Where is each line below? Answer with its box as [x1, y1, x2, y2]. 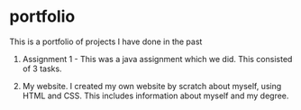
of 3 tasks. [22, 63, 62, 74]
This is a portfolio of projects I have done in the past [9, 36, 203, 47]
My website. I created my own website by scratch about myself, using [22, 80, 282, 91]
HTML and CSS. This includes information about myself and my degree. [22, 90, 289, 101]
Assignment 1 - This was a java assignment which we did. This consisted [22, 53, 293, 64]
